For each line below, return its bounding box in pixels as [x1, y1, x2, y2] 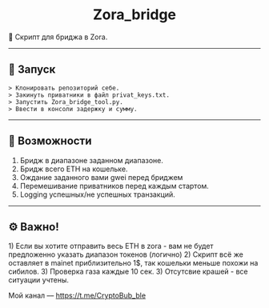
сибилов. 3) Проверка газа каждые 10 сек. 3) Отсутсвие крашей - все [8, 266, 248, 277]
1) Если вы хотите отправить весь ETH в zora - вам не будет [8, 242, 214, 251]
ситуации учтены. [8, 275, 70, 285]
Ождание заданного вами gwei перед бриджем [19, 172, 183, 182]
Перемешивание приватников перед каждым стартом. [19, 181, 210, 190]
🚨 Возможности [8, 134, 92, 148]
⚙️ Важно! [8, 220, 60, 234]
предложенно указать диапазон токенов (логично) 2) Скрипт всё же [8, 250, 244, 259]
